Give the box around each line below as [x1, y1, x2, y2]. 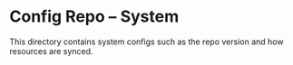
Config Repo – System [9, 6, 180, 27]
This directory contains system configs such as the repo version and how [9, 36, 284, 47]
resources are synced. [9, 45, 93, 56]
